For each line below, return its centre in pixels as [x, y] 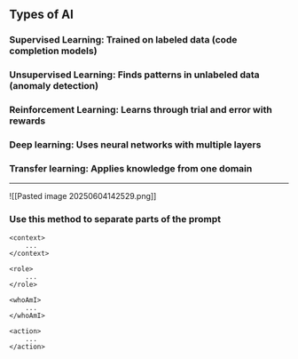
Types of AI [41, 15]
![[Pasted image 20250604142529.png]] [83, 196]
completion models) [53, 51]
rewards [27, 121]
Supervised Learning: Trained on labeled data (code [123, 40]
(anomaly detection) [54, 86]
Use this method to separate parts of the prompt [115, 219]
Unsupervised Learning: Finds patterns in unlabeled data [134, 75]
